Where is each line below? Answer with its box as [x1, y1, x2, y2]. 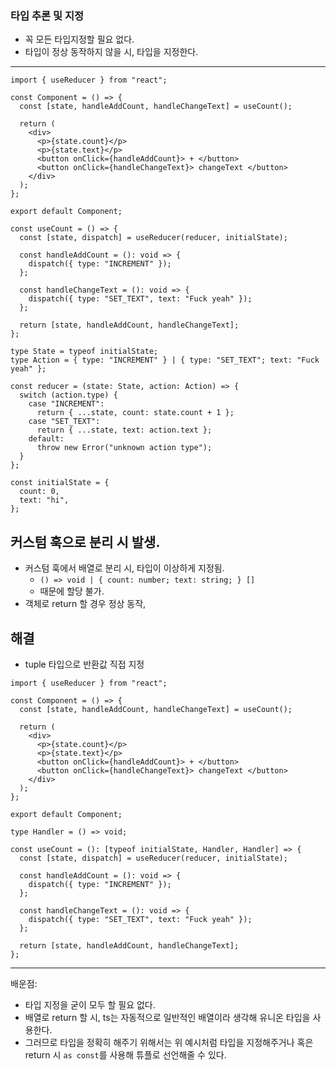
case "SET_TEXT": [28, 417, 101, 427]
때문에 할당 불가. [39, 585, 105, 597]
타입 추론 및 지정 [10, 8, 84, 22]
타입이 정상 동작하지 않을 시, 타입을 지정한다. [24, 46, 199, 58]
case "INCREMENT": [28, 399, 105, 409]
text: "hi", [19, 495, 70, 506]
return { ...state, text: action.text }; [36, 425, 213, 436]
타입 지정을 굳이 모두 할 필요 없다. [24, 998, 156, 1011]
